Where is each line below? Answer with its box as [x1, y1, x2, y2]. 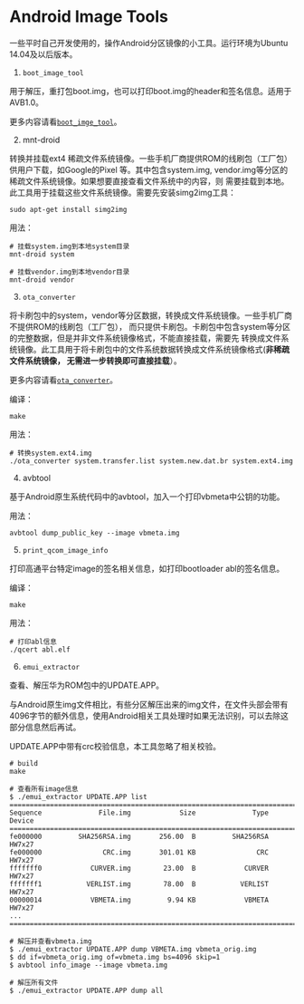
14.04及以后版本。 [9, 48, 78, 60]
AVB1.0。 [9, 97, 43, 108]
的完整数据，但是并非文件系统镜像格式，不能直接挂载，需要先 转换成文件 [9, 333, 281, 343]
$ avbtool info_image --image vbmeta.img [9, 961, 168, 970]
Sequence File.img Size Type [9, 808, 270, 817]
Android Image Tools [9, 6, 169, 27]
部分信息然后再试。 [9, 721, 81, 732]
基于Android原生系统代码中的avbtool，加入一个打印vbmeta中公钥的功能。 [9, 491, 285, 502]
